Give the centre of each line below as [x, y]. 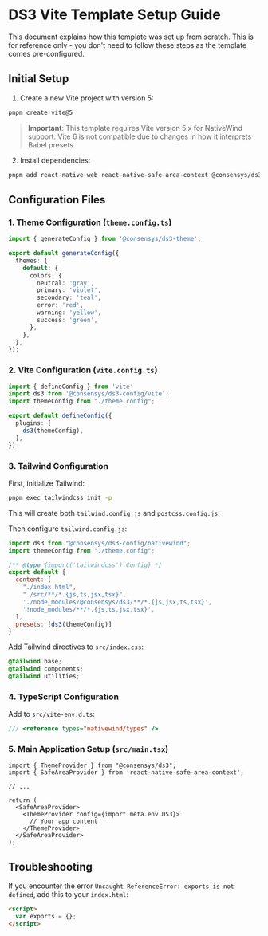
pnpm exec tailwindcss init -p [60, 497]
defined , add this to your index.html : [69, 895]
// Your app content [63, 822]
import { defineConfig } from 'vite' [71, 387]
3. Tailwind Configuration [59, 466]
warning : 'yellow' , [69, 313]
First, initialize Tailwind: [47, 483]
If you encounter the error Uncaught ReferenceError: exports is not [121, 886]
